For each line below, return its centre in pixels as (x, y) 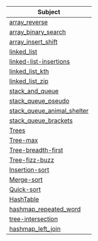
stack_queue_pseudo (39, 101)
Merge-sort (26, 180)
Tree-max (23, 140)
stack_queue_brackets (41, 120)
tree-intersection (34, 219)
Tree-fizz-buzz (32, 160)
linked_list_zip (29, 81)
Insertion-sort (29, 170)
